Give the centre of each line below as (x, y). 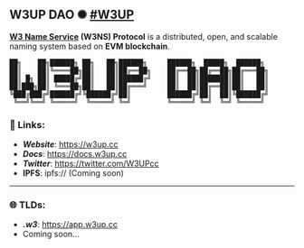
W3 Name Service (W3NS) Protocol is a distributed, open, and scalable (144, 36)
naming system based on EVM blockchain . (90, 46)
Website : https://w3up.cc (71, 144)
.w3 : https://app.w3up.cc (70, 225)
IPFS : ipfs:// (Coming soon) (73, 173)
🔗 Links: (27, 124)
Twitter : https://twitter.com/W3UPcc (91, 164)
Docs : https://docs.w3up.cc (75, 154)
